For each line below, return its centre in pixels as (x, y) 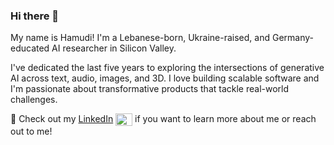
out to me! (31, 131)
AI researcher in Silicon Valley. (114, 48)
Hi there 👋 (35, 16)
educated (30, 48)
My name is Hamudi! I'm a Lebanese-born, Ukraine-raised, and (140, 38)
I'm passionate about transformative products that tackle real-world (150, 89)
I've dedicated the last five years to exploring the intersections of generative (167, 68)
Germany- (292, 38)
